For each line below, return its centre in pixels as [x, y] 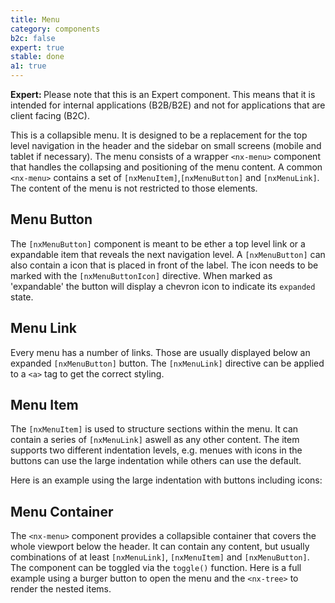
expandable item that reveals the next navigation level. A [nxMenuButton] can [168, 254]
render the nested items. [61, 589]
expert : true [37, 47]
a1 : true [28, 66]
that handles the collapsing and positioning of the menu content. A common [166, 167]
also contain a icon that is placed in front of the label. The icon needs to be [164, 265]
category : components [55, 29]
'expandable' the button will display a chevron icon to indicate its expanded [163, 286]
